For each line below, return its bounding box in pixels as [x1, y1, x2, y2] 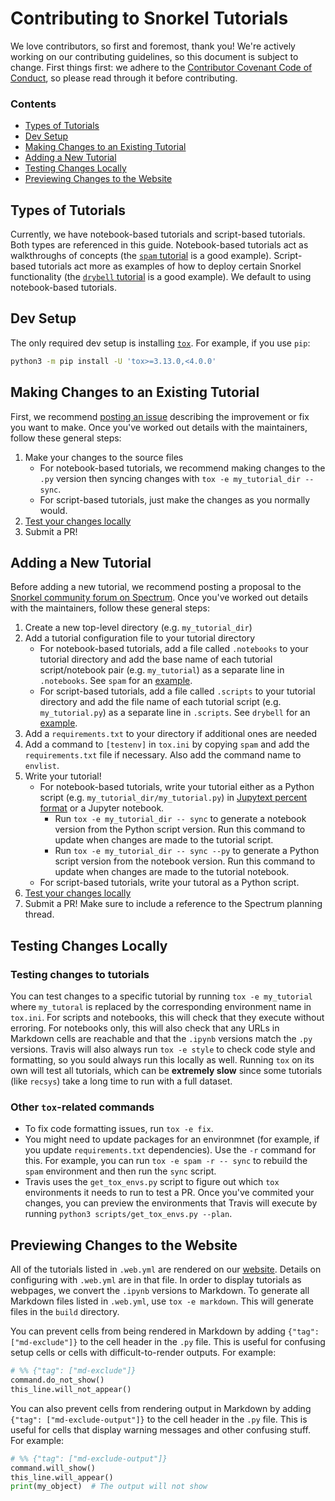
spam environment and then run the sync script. [24, 1165, 217, 1177]
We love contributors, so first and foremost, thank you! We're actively [10, 40, 296, 52]
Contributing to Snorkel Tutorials [10, 7, 289, 30]
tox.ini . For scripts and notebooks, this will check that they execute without [10, 1012, 325, 1024]
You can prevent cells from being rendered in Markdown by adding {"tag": [10, 1325, 320, 1337]
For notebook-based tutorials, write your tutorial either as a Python [39, 781, 315, 793]
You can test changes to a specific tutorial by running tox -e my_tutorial [10, 990, 313, 1002]
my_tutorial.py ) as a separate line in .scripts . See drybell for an [39, 707, 311, 719]
